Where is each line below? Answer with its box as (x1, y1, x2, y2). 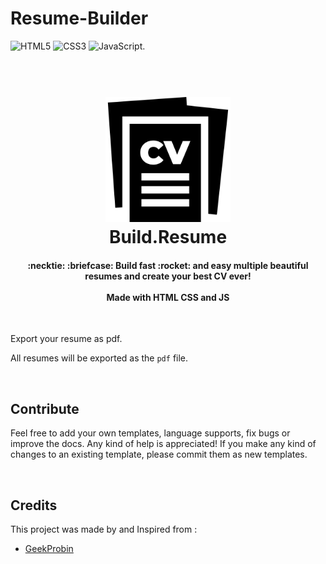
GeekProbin (24, 542, 74, 554)
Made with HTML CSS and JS (106, 291, 230, 303)
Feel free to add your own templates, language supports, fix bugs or (10, 427, 291, 439)
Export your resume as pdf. (10, 333, 123, 345)
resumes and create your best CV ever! (84, 270, 252, 282)
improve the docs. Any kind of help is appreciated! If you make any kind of (10, 438, 317, 450)
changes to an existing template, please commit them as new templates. (10, 448, 308, 461)
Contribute (10, 400, 80, 417)
